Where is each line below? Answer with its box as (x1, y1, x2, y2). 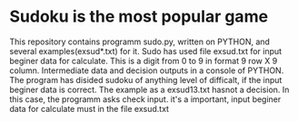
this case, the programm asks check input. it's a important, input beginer (9, 93, 282, 105)
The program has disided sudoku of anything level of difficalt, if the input (9, 74, 283, 85)
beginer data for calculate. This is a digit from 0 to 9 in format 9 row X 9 (9, 55, 278, 66)
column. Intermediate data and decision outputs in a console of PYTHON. (9, 65, 284, 76)
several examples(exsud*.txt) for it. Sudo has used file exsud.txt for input (9, 45, 283, 56)
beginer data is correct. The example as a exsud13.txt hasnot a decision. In (9, 84, 290, 95)
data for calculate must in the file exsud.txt (9, 103, 170, 114)
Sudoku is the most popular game (9, 6, 269, 27)
